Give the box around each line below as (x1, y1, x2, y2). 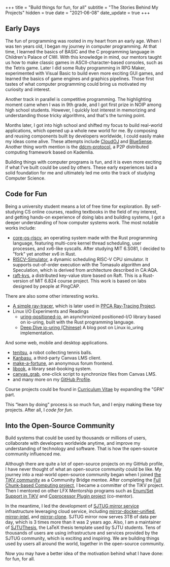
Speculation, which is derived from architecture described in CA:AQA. (12, 267, 158, 273)
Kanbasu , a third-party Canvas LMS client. (12, 355, 101, 361)
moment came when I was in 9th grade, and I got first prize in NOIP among (5, 101, 161, 108)
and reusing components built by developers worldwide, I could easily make (5, 133, 164, 139)
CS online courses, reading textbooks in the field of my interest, (24, 208, 158, 215)
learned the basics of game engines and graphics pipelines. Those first (5, 76, 154, 82)
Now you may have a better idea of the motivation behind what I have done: (5, 550, 164, 557)
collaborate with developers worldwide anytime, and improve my (5, 440, 141, 446)
